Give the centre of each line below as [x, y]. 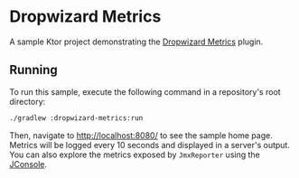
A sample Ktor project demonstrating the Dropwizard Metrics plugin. [136, 42]
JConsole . [28, 164]
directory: [28, 101]
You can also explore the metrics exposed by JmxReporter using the [135, 155]
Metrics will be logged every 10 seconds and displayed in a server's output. [150, 145]
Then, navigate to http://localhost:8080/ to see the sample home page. [141, 135]
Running [34, 70]
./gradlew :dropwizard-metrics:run [76, 118]
